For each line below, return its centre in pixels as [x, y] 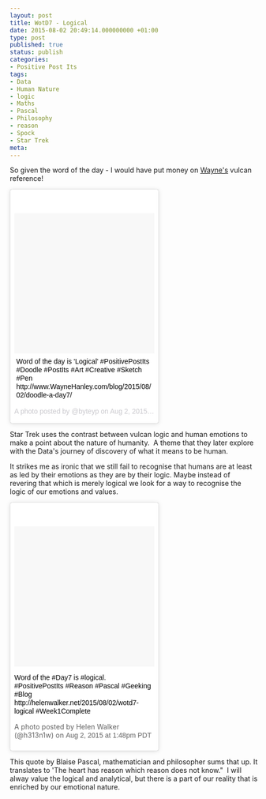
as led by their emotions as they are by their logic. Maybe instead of [120, 475]
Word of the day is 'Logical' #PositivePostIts [83, 362]
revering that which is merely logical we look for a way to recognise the [126, 484]
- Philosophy [31, 119]
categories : [29, 60]
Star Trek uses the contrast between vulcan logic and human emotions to [129, 435]
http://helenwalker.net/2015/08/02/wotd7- [77, 703]
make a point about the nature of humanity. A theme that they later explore [132, 443]
